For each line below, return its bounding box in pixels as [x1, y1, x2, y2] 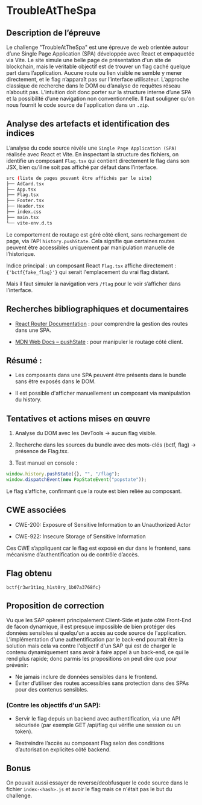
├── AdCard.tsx [6, 180, 45, 187]
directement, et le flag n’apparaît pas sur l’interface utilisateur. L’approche [6, 76, 189, 83]
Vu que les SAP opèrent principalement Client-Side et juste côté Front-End [6, 617, 192, 624]
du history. [14, 396, 42, 403]
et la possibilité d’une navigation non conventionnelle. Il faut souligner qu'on [6, 95, 195, 102]
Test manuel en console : [14, 459, 78, 466]
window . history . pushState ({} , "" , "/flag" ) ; [6, 471, 120, 477]
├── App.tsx [6, 186, 36, 192]
